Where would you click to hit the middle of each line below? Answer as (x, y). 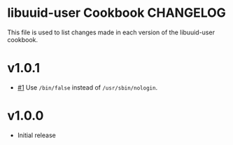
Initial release (36, 135)
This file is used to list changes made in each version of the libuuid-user (111, 32)
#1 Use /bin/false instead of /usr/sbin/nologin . (87, 87)
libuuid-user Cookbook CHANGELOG (116, 13)
